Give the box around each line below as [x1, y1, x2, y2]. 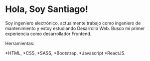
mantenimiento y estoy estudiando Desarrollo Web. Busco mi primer [5, 25, 145, 31]
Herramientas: [5, 40, 35, 46]
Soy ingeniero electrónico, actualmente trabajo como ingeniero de [5, 20, 141, 26]
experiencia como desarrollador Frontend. [5, 30, 92, 36]
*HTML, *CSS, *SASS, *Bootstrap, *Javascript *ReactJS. [5, 50, 126, 56]
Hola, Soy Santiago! [5, 3, 88, 15]
